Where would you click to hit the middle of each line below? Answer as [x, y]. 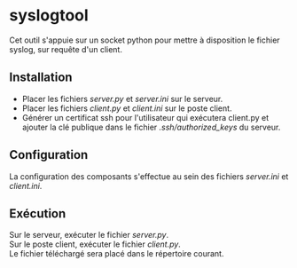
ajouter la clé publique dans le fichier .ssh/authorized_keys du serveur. [151, 127]
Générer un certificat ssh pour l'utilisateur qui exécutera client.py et [145, 117]
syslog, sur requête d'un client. [66, 49]
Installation [41, 78]
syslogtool [49, 16]
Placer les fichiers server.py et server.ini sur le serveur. [122, 99]
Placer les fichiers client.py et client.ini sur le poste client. [127, 108]
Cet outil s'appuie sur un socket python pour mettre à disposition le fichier [145, 40]
